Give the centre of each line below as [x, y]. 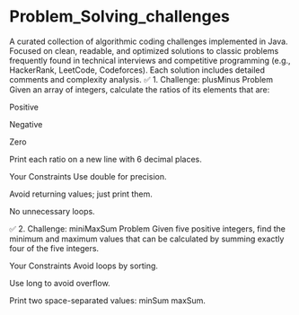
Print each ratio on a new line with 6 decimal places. [106, 159]
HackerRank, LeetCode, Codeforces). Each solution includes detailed [137, 70]
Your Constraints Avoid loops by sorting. [84, 266]
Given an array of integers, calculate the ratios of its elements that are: [140, 89]
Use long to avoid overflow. [60, 283]
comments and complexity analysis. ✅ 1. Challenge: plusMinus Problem [141, 79]
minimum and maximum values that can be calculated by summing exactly [147, 239]
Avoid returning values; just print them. [81, 194]
